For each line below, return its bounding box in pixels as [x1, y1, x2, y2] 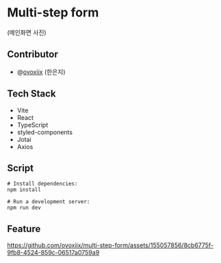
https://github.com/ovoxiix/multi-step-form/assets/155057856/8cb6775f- [7, 241, 214, 249]
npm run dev [7, 204, 41, 212]
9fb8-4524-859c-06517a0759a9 [7, 249, 100, 257]
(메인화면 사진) [7, 28, 47, 36]
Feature [7, 223, 41, 234]
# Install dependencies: [7, 180, 78, 188]
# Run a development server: [7, 199, 90, 205]
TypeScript [16, 121, 49, 129]
